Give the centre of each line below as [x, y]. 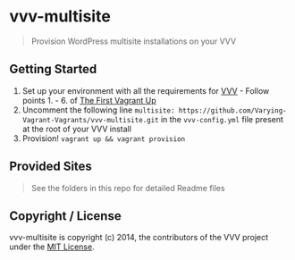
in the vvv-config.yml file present [222, 119]
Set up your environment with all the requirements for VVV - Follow [146, 90]
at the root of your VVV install [77, 129]
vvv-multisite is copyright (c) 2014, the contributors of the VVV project [139, 238]
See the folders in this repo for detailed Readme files [128, 188]
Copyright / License [66, 216]
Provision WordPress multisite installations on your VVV [134, 41]
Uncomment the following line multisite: [98, 110]
